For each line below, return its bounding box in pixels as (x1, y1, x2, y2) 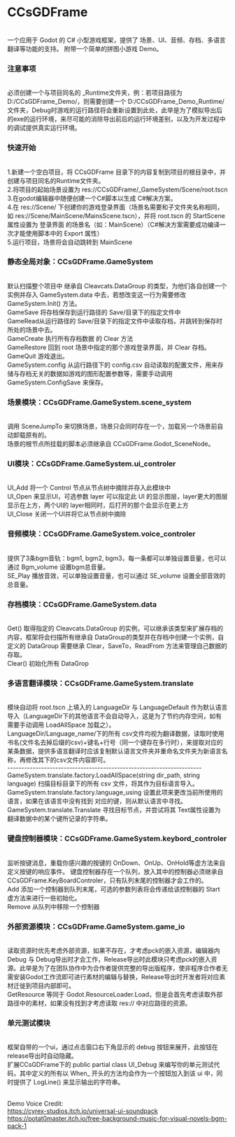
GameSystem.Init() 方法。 (7, 299, 82, 307)
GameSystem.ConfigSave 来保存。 (7, 378, 107, 386)
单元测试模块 (7, 1018, 51, 1028)
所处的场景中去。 (7, 325, 57, 334)
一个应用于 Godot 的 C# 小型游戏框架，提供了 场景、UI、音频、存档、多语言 (7, 36, 226, 44)
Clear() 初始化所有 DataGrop (7, 659, 90, 668)
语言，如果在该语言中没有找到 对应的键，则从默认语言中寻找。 (7, 797, 187, 805)
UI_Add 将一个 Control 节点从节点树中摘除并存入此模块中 (7, 483, 171, 492)
